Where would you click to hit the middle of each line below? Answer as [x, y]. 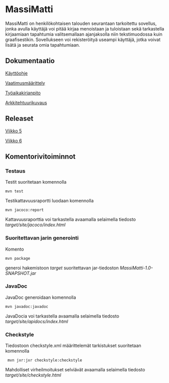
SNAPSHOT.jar [21, 273]
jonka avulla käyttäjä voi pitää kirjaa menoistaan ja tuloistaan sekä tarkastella [85, 28]
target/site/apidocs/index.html [37, 321]
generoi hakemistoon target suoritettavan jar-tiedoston [62, 268]
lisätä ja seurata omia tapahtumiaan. [43, 45]
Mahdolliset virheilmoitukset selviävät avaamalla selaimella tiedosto [75, 370]
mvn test [14, 191]
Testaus [15, 171]
